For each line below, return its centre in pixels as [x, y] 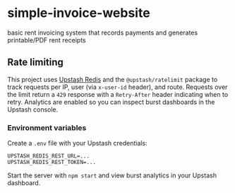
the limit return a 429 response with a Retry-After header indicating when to [118, 94]
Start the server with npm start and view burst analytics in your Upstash [112, 175]
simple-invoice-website [79, 13]
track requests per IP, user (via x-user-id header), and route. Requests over [117, 87]
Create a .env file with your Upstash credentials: [77, 144]
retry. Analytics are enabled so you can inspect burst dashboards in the [111, 102]
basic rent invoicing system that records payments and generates [103, 33]
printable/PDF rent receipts [47, 40]
